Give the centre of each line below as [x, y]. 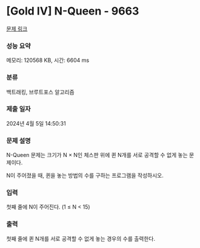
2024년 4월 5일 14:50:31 [36, 123]
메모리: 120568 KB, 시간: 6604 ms [48, 60]
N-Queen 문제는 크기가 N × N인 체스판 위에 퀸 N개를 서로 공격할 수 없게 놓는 [97, 155]
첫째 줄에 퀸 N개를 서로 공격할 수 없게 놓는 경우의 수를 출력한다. [81, 238]
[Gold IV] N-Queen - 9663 [73, 11]
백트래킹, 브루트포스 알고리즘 [40, 92]
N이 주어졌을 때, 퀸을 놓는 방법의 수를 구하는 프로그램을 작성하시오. [85, 176]
